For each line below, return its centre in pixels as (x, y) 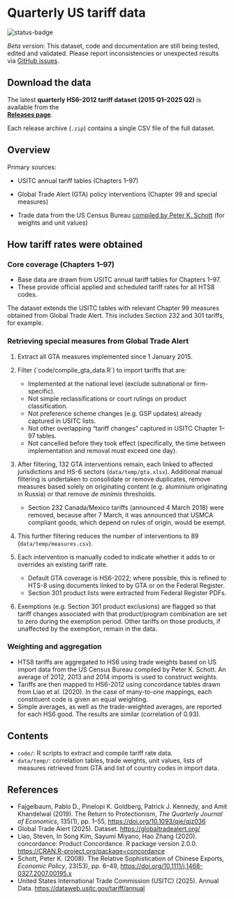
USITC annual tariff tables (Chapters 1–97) (78, 181)
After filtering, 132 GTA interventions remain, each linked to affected (115, 464)
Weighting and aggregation (55, 647)
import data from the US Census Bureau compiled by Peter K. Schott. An (122, 669)
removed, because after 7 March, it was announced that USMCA (120, 515)
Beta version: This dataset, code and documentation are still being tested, (114, 46)
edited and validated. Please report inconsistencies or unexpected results (113, 53)
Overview (29, 150)
